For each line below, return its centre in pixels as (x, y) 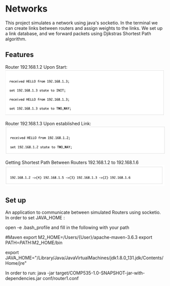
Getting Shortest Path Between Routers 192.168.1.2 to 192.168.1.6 (72, 162)
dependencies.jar (24, 278)
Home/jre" (16, 263)
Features (19, 55)
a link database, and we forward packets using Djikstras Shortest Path (78, 33)
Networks (27, 9)
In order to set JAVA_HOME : (35, 218)
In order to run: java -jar (30, 273)
